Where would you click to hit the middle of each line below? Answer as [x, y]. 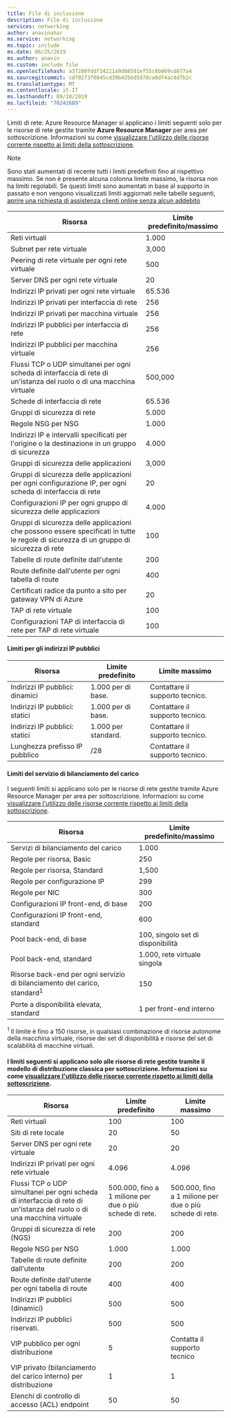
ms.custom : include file [43, 65]
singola [150, 963]
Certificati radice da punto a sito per [69, 591]
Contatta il [187, 1340]
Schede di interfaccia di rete [56, 401]
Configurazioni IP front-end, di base [69, 904]
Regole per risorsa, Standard [57, 870]
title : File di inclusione [46, 13]
